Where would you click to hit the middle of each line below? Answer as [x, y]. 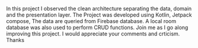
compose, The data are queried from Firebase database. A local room [91, 21]
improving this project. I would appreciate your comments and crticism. [93, 34]
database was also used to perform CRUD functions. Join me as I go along [97, 27]
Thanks [15, 40]
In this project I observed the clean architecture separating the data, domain [99, 9]
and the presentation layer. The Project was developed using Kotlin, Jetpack [99, 15]
